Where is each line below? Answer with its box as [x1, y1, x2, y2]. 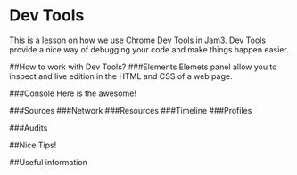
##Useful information [9, 156, 87, 167]
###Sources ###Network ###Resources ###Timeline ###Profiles [9, 105, 252, 115]
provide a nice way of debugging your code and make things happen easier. [9, 44, 289, 54]
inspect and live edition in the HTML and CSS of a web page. [9, 70, 233, 81]
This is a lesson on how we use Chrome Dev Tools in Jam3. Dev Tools [9, 35, 266, 45]
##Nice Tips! [9, 139, 57, 150]
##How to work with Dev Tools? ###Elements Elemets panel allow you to [9, 61, 277, 72]
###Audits [9, 122, 48, 133]
